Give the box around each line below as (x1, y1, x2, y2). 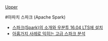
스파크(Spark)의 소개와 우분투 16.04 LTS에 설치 (12, 24, 103, 30)
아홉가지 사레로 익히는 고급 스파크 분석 (12, 31, 86, 36)
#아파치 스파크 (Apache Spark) (5, 14, 66, 20)
